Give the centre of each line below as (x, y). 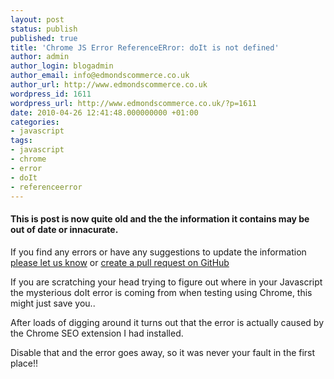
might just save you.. (53, 303)
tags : (21, 141)
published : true (44, 38)
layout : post (37, 19)
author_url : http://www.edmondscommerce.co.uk (109, 85)
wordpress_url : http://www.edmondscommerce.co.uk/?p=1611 (133, 103)
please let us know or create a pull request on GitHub (120, 262)
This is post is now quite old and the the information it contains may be (160, 218)
